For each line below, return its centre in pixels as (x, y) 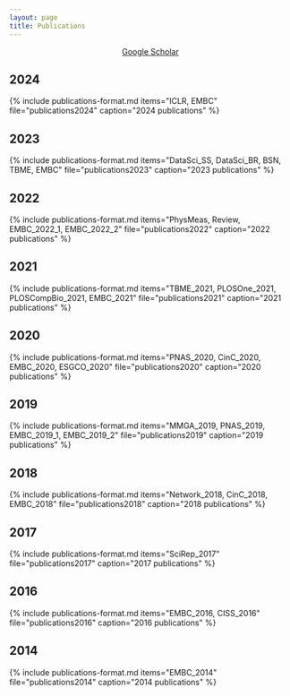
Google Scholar (150, 51)
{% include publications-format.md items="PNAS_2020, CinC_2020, (135, 357)
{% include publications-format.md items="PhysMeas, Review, (125, 219)
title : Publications (48, 26)
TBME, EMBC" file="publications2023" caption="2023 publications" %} (142, 170)
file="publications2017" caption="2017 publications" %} (112, 563)
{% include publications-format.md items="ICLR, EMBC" (113, 101)
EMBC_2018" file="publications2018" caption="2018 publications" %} (137, 504)
